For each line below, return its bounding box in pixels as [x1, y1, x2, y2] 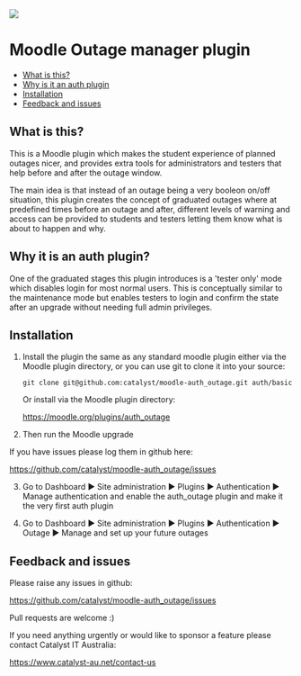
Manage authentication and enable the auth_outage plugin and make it [22, 491, 283, 502]
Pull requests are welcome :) [9, 612, 115, 624]
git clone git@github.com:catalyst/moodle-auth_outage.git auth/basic [22, 378, 293, 388]
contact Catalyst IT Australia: [9, 639, 117, 651]
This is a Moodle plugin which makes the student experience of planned [9, 148, 276, 158]
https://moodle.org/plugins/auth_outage [22, 411, 171, 422]
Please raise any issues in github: [9, 578, 133, 589]
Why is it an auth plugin [22, 78, 110, 89]
